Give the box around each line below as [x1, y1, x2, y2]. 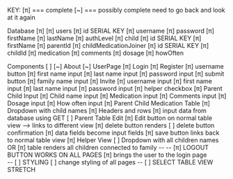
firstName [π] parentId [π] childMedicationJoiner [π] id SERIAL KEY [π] [7, 42, 209, 49]
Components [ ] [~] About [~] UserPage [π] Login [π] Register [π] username [7, 62, 224, 70]
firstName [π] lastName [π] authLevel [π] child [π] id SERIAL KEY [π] [7, 34, 202, 42]
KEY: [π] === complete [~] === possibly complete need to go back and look [7, 6, 226, 14]
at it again [7, 13, 36, 22]
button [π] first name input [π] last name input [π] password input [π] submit [7, 69, 225, 78]
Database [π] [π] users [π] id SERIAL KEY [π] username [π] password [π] [7, 27, 214, 35]
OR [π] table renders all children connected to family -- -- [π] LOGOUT [7, 144, 209, 151]
